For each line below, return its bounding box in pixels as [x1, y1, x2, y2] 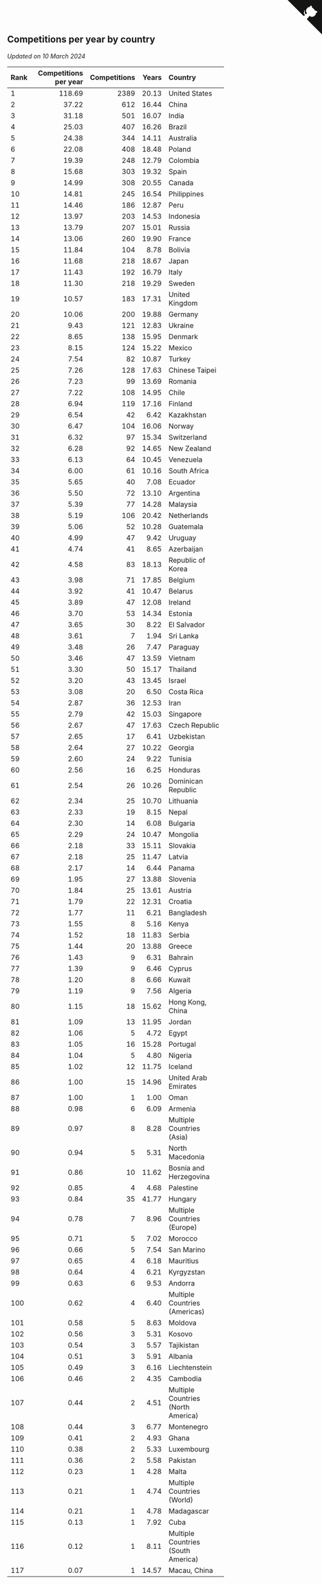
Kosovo [168, 1329, 193, 1338]
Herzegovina [168, 1171, 210, 1181]
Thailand [168, 664, 197, 674]
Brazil [168, 122, 187, 131]
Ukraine [168, 321, 194, 330]
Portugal [168, 1039, 196, 1049]
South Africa [168, 466, 209, 475]
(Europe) [168, 1222, 197, 1232]
